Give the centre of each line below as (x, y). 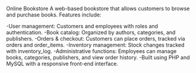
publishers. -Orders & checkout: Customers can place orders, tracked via (96, 39)
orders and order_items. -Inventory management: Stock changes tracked (95, 45)
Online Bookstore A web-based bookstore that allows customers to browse (98, 9)
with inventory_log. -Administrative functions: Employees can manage (91, 51)
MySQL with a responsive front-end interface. (62, 64)
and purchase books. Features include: (54, 15)
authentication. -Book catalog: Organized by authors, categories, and (91, 32)
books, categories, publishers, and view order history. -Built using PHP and (98, 57)
